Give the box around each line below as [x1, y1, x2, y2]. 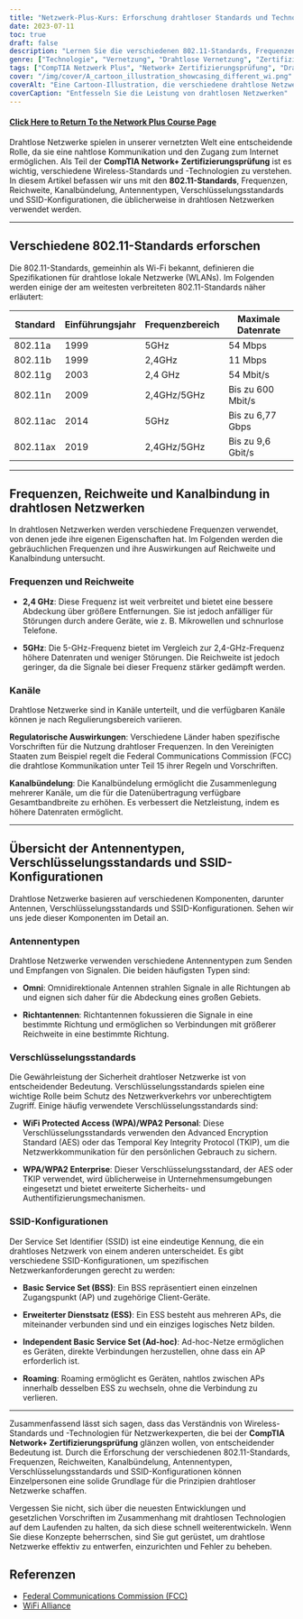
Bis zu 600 [228, 382, 275, 395]
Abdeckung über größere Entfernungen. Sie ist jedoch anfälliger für [22, 605, 273, 616]
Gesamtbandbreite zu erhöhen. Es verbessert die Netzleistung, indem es [9, 796, 280, 807]
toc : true [9, 30, 47, 39]
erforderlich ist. [22, 1355, 80, 1366]
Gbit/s [228, 446, 254, 458]
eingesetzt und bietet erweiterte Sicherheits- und [22, 1183, 206, 1194]
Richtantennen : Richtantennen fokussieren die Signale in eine [22, 1009, 253, 1020]
